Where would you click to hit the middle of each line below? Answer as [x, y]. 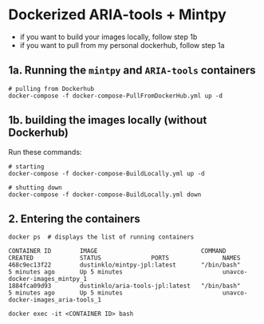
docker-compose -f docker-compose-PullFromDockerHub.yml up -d [116, 96]
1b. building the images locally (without [108, 120]
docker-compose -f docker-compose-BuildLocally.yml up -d [106, 173]
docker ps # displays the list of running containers [101, 237]
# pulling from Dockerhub [51, 89]
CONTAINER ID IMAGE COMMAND [117, 251]
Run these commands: [45, 152]
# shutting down [35, 188]
